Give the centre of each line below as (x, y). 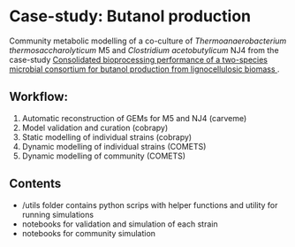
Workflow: (39, 97)
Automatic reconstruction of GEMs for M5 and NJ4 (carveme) (134, 118)
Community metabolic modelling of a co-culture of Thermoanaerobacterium (148, 41)
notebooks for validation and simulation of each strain (120, 224)
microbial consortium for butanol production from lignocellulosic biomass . (144, 69)
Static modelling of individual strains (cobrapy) (107, 137)
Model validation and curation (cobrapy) (95, 127)
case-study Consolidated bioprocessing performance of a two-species (138, 59)
